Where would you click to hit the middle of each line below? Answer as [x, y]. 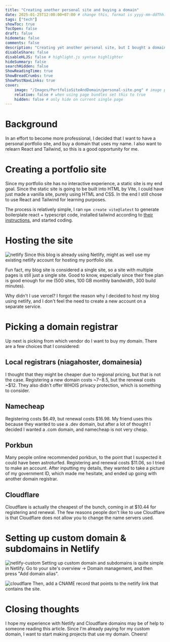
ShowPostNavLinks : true [30, 80]
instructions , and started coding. [39, 220]
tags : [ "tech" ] [21, 19]
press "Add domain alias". [32, 574]
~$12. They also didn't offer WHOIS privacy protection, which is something [83, 385]
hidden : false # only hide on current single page [69, 99]
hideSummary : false [26, 62]
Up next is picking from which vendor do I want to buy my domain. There [81, 341]
